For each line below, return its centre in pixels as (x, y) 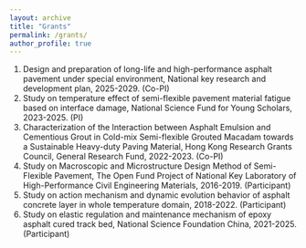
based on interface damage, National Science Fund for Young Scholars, (157, 108)
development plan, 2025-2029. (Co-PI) (96, 88)
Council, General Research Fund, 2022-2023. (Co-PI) (123, 157)
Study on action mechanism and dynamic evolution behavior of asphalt (156, 195)
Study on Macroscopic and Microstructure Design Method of (137, 166)
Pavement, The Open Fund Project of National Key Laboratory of (175, 176)
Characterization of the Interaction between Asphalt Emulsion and (147, 128)
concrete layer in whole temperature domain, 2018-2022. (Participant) (154, 205)
